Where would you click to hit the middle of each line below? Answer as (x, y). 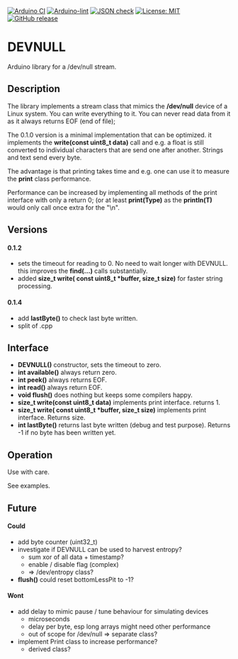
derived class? (49, 649)
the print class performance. (49, 179)
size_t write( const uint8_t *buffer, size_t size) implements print (112, 410)
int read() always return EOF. (60, 388)
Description (34, 89)
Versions (28, 230)
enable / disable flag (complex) (73, 564)
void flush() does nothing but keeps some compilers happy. (105, 395)
